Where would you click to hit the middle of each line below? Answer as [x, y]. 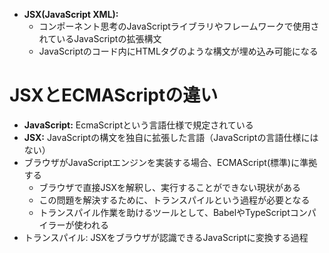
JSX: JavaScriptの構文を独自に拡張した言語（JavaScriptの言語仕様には [171, 137]
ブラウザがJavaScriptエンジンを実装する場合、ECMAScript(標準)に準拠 [170, 162]
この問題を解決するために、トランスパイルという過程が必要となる [174, 200]
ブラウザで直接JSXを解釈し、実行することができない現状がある [169, 187]
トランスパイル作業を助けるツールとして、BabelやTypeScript [164, 212]
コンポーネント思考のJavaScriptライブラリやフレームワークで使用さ [179, 26]
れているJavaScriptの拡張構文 [100, 38]
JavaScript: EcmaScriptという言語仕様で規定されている [138, 125]
